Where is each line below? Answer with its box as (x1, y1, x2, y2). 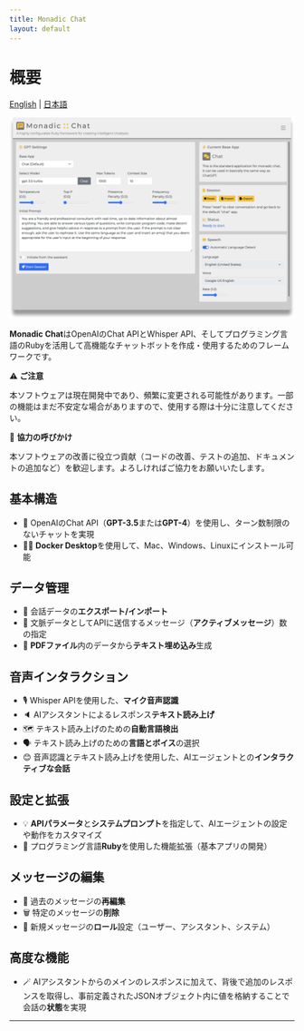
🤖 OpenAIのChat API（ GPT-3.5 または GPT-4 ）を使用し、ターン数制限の (22, 517, 290, 528)
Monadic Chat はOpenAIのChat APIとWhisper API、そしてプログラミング (9, 328, 280, 339)
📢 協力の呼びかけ (9, 431, 73, 442)
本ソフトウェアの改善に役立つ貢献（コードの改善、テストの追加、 (9, 450, 255, 462)
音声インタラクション (9, 669, 128, 684)
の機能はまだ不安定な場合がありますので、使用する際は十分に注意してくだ (9, 400, 287, 412)
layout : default (9, 24, 71, 34)
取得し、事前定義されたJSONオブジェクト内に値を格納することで (46, 990, 290, 1001)
